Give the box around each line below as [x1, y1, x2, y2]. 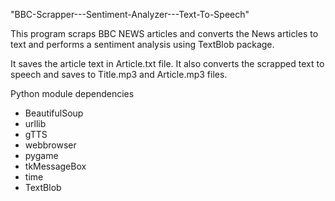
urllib [24, 118, 47, 129]
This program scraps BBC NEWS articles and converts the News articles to [10, 28, 319, 39]
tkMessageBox [24, 160, 87, 172]
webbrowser [24, 139, 77, 151]
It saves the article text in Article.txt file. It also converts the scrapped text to [10, 58, 325, 69]
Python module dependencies [10, 88, 135, 99]
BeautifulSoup [24, 107, 84, 119]
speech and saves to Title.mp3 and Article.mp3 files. [10, 69, 228, 80]
